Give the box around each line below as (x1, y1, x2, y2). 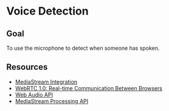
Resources (6, 62, 48, 72)
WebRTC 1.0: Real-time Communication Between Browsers (15, 84, 163, 92)
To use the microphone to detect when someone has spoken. (6, 44, 160, 52)
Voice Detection (6, 4, 89, 18)
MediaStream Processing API (15, 97, 89, 104)
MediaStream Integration (15, 78, 78, 86)
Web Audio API (15, 91, 53, 98)
